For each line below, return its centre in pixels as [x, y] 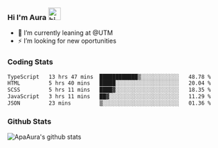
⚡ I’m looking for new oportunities [67, 41]
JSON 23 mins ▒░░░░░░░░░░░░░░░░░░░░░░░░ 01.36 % [109, 103]
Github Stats [29, 121]
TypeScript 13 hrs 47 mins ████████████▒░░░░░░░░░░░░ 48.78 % [109, 77]
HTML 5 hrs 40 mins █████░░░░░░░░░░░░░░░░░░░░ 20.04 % [109, 83]
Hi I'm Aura [27, 17]
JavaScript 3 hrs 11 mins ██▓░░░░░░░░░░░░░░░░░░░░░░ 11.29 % [109, 97]
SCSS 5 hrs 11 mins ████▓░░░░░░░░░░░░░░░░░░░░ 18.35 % [109, 90]
